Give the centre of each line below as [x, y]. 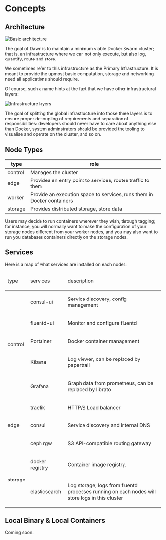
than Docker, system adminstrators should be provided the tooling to [75, 129]
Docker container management [104, 341]
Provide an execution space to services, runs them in [92, 194]
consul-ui [42, 302]
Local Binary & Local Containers [55, 520]
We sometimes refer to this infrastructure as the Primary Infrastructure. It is [82, 68]
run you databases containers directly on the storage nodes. [67, 237]
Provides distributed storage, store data [76, 209]
